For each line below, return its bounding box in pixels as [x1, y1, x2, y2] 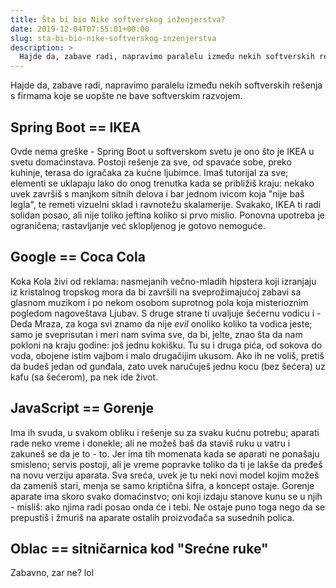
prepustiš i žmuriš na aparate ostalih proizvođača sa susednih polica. [10, 511, 295, 523]
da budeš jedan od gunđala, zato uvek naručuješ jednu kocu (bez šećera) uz [10, 360, 326, 372]
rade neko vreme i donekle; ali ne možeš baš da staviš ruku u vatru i [10, 437, 291, 449]
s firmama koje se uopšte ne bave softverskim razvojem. [10, 90, 243, 102]
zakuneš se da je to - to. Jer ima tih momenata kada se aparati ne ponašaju [10, 447, 320, 460]
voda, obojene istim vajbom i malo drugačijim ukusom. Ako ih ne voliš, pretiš [10, 349, 325, 361]
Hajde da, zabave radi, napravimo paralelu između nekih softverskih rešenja [10, 79, 323, 91]
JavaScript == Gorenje [10, 400, 154, 417]
